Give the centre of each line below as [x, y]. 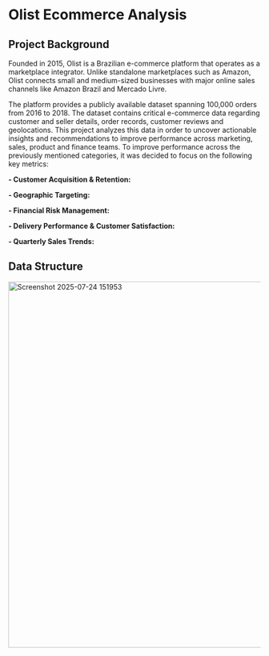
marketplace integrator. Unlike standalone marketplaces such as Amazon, [130, 72]
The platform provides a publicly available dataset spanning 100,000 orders [133, 104]
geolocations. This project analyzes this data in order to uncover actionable [132, 130]
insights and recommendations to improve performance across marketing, [130, 138]
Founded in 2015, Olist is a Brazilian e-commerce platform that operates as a [134, 63]
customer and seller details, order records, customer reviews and [116, 121]
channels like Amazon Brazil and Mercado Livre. [88, 89]
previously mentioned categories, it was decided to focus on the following [130, 155]
